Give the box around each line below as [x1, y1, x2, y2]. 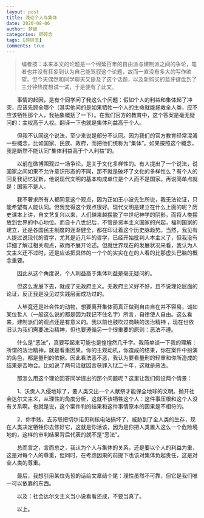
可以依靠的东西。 [11, 479, 55, 487]
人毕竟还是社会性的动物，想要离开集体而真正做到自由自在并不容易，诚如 [16, 303, 198, 310]
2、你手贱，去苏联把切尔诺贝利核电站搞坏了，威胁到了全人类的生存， [16, 415, 191, 423]
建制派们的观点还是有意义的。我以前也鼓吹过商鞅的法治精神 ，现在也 [16, 318, 189, 326]
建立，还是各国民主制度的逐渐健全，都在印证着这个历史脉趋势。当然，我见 [6, 226, 192, 233]
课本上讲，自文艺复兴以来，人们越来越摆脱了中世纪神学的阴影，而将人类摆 [11, 211, 198, 218]
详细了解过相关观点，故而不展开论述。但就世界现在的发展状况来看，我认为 [6, 241, 192, 248]
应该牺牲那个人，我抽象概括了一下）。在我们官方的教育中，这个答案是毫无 [6, 111, 190, 119]
